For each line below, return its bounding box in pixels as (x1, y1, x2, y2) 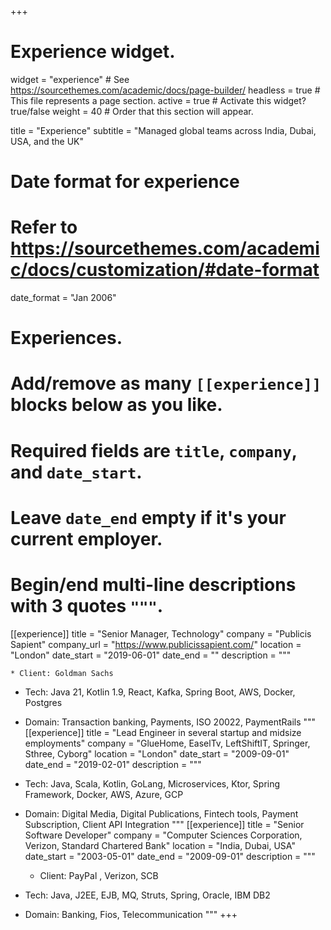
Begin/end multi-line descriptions (10, 574, 297, 596)
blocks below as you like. (10, 394, 223, 416)
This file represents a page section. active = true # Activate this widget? (10, 94, 307, 106)
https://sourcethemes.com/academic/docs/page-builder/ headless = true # (10, 84, 321, 96)
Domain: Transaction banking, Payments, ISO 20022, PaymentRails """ (24, 716, 317, 728)
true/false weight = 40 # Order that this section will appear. (10, 105, 254, 117)
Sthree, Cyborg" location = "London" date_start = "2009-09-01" (24, 747, 290, 760)
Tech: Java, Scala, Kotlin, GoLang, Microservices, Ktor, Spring (24, 777, 281, 790)
